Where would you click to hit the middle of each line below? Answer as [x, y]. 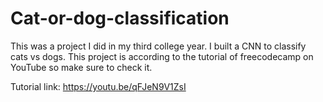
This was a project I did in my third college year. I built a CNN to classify [158, 46]
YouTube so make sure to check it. [81, 67]
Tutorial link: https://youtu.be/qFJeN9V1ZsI [98, 86]
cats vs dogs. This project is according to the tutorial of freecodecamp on [162, 56]
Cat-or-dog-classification [120, 18]
